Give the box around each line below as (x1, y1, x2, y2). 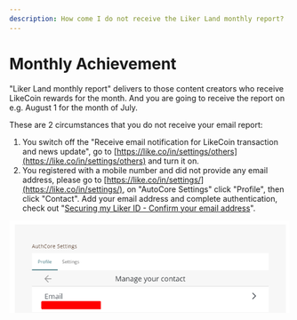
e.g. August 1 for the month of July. (9, 102, 138, 113)
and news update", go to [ (21, 146, 117, 156)
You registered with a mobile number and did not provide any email (21, 164, 269, 175)
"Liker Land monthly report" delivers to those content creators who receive (9, 83, 285, 93)
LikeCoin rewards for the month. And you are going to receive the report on (9, 92, 285, 103)
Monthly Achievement (9, 53, 177, 74)
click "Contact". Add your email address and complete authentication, (21, 193, 278, 204)
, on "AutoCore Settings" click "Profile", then (122, 183, 285, 195)
